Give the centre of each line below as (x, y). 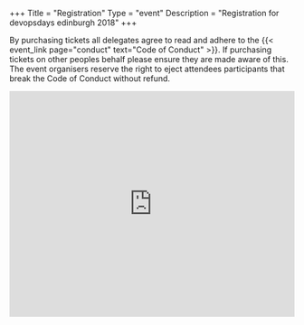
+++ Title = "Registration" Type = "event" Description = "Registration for (144, 13)
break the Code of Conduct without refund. (90, 79)
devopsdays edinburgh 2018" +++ (73, 23)
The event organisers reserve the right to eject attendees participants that (147, 69)
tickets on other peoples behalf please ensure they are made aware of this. (149, 59)
